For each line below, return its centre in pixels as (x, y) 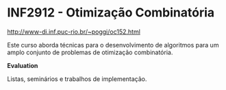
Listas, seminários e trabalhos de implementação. (77, 79)
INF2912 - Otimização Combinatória (111, 13)
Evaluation (23, 65)
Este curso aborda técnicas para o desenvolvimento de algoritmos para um (113, 45)
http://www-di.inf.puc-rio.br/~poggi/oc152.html (74, 32)
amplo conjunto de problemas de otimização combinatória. (90, 52)
